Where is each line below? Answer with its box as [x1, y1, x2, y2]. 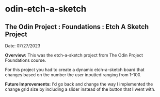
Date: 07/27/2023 [5, 43, 41, 49]
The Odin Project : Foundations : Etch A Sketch [5, 23, 149, 31]
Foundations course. [5, 57, 46, 63]
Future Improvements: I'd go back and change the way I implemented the [5, 81, 153, 87]
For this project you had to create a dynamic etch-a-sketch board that [5, 67, 144, 72]
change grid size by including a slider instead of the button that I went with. [5, 86, 156, 92]
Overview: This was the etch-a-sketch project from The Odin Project [5, 52, 143, 58]
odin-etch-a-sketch [5, 3, 86, 14]
